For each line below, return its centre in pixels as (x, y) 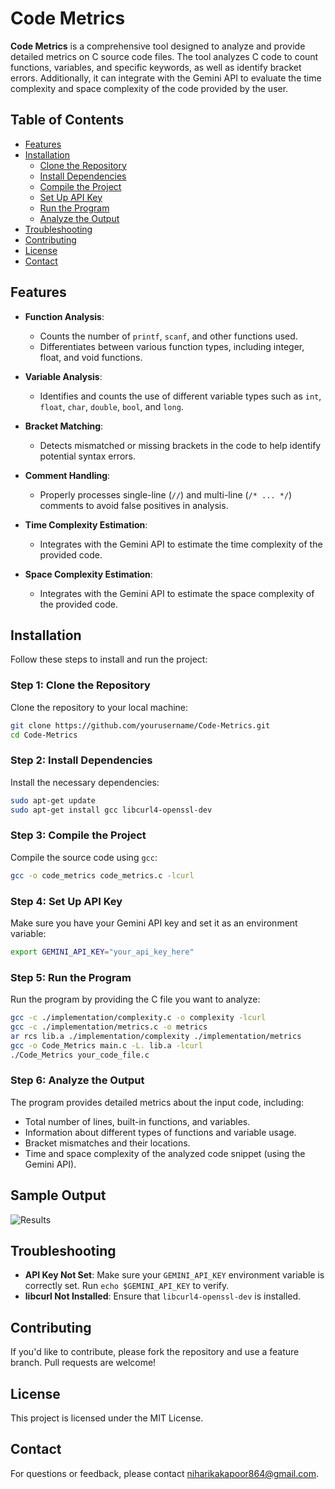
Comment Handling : (67, 475)
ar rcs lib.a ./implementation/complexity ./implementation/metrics (156, 1036)
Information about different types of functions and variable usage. (160, 1132)
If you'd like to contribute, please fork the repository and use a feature (155, 1352)
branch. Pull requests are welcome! (83, 1363)
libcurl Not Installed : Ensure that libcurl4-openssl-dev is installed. (163, 1296)
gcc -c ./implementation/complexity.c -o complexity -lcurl (138, 1018)
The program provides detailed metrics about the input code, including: (157, 1102)
